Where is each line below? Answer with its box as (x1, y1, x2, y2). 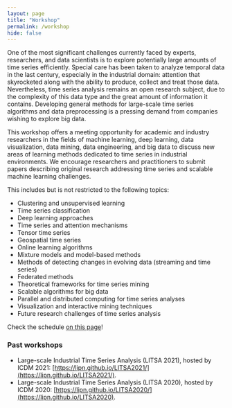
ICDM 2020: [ (17, 385, 57, 393)
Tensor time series (17, 229, 71, 237)
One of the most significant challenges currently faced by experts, (7, 48, 197, 57)
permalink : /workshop (7, 23, 70, 30)
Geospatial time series (17, 236, 82, 245)
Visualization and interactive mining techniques (17, 302, 152, 310)
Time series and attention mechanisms (17, 221, 128, 229)
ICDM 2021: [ (17, 363, 55, 371)
